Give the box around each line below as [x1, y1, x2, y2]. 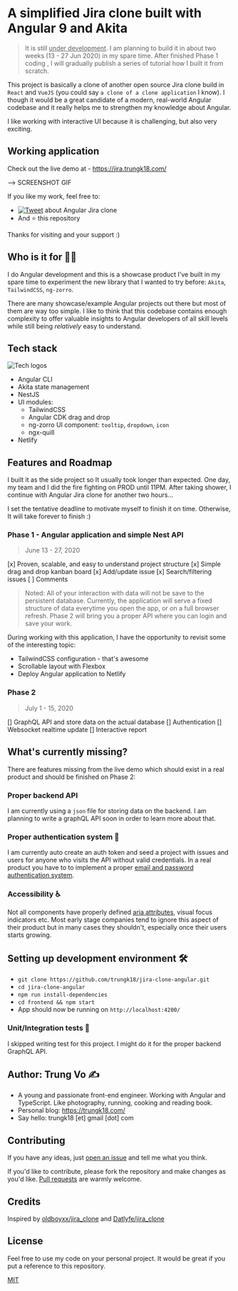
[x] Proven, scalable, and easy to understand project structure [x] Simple [7, 560, 221, 568]
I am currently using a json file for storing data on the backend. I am [7, 806, 207, 815]
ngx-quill [28, 428, 55, 437]
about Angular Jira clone [45, 206, 118, 214]
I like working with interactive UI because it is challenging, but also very [7, 116, 217, 126]
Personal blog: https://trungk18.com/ [17, 1106, 126, 1115]
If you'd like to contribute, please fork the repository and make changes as [7, 1167, 227, 1176]
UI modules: [17, 398, 53, 406]
